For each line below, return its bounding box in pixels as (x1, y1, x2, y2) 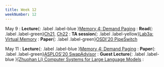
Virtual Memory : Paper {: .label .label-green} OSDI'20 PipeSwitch (5, 36, 138, 42)
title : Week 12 (5, 7, 37, 12)
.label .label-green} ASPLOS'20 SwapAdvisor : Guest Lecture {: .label (5, 51, 145, 57)
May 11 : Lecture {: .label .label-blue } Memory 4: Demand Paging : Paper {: (5, 46, 156, 52)
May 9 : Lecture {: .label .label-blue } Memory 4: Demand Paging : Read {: (5, 25, 153, 31)
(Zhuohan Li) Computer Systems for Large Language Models (17, 56, 142, 62)
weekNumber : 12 (5, 12, 37, 17)
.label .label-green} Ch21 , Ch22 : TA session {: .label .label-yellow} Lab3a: (5, 31, 154, 37)
